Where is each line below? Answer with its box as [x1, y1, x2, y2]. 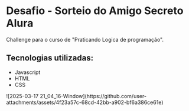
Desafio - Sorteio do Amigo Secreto [6, 4, 184, 18]
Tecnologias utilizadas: [6, 53, 93, 63]
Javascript [14, 69, 41, 76]
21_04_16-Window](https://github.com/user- [40, 92, 146, 99]
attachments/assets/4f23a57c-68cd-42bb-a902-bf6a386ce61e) [6, 99, 164, 106]
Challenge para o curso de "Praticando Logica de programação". [6, 36, 164, 43]
